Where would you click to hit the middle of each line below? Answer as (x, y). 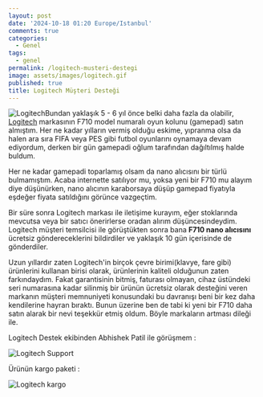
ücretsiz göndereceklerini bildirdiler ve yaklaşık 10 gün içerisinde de (120, 239)
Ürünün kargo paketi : (44, 369)
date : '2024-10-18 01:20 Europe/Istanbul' (80, 23)
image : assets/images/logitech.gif (68, 76)
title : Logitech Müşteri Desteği (64, 90)
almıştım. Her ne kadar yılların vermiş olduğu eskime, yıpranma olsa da (125, 130)
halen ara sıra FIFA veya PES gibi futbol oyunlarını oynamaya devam (120, 139)
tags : (17, 53)
